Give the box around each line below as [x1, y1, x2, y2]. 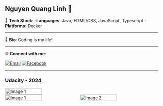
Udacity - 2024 [5, 77, 42, 84]
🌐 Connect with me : [5, 50, 46, 56]
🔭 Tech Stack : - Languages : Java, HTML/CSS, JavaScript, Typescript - [5, 17, 147, 23]
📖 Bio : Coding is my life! [5, 37, 53, 43]
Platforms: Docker [5, 23, 42, 29]
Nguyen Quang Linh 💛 [5, 5, 72, 13]
